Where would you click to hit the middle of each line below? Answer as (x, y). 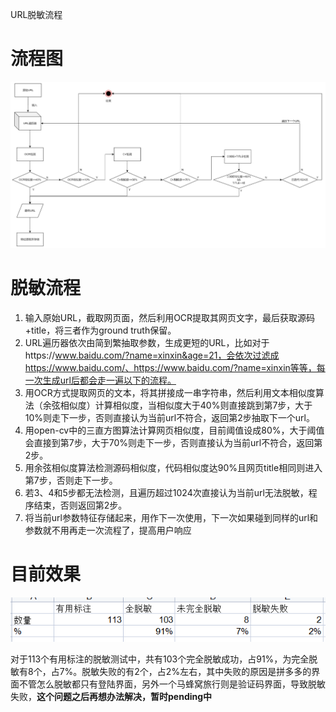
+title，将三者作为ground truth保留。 (100, 330)
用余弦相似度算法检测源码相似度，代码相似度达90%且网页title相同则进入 (173, 467)
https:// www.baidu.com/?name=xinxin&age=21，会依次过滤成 (152, 355)
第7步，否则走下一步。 (71, 480)
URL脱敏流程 (36, 14)
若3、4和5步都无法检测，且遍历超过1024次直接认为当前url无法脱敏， (166, 492)
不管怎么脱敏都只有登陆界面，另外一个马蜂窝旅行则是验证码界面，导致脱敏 (172, 684)
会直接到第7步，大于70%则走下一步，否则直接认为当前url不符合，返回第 (173, 442)
